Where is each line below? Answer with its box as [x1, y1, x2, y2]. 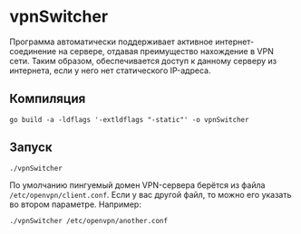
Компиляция [9, 91, 86, 107]
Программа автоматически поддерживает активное [9, 36, 213, 47]
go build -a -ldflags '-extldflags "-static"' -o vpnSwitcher [9, 115, 249, 124]
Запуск [9, 140, 53, 155]
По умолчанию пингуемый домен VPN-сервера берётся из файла [9, 179, 266, 191]
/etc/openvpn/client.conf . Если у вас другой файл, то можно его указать [9, 189, 292, 200]
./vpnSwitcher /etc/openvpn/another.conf [9, 216, 169, 225]
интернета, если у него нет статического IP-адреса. [9, 65, 211, 76]
